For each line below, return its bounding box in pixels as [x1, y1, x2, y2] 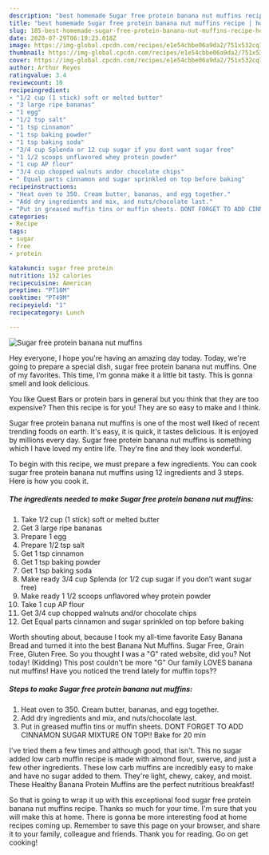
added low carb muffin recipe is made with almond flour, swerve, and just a [9, 753, 257, 764]
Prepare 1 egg [20, 531, 67, 541]
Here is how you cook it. [9, 476, 89, 485]
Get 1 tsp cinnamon [20, 549, 85, 558]
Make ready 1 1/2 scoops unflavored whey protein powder [20, 591, 212, 601]
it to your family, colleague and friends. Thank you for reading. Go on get [9, 829, 248, 838]
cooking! [9, 837, 38, 847]
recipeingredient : [9, 86, 70, 94]
